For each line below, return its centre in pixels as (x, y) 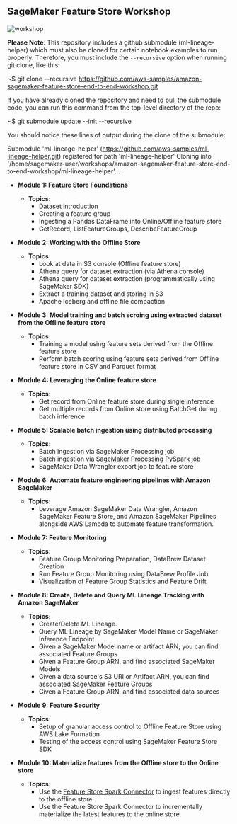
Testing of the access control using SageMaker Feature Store (128, 741)
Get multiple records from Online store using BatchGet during (128, 408)
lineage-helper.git (33, 156)
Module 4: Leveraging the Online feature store (87, 380)
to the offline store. (66, 799)
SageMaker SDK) (64, 286)
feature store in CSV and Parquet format (97, 366)
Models (50, 669)
